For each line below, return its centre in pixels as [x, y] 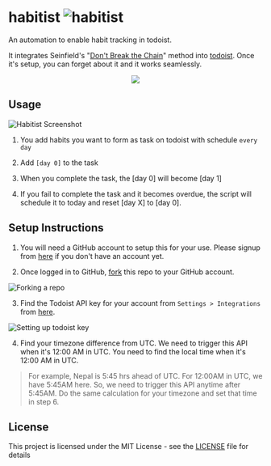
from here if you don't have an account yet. [92, 256]
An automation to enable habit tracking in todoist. [90, 40]
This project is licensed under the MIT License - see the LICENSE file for [128, 447]
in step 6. [44, 401]
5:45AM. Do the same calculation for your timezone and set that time [142, 393]
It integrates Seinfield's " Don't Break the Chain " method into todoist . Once [131, 55]
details [19, 455]
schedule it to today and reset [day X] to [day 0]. [100, 202]
